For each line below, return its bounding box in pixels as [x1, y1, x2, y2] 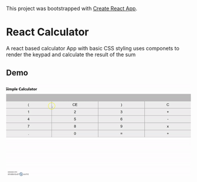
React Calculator [6, 26, 89, 39]
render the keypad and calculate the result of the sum [6, 51, 136, 58]
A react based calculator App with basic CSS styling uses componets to [6, 44, 180, 51]
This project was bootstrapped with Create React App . [6, 5, 138, 12]
